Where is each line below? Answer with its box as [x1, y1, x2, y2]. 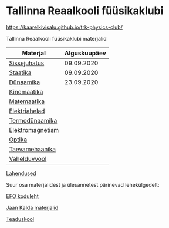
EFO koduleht [6, 193, 39, 200]
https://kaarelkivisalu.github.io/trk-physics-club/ [6, 24, 123, 31]
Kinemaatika [9, 87, 43, 95]
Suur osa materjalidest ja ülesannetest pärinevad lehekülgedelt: [6, 181, 160, 188]
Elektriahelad [9, 107, 45, 115]
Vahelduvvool [9, 154, 47, 163]
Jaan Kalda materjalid [6, 204, 59, 211]
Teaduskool [6, 215, 34, 222]
